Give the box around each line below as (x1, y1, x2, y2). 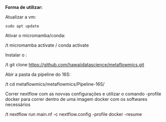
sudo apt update (5, 24, 39, 29)
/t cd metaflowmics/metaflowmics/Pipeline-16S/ (5, 81, 105, 87)
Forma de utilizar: (5, 5, 43, 10)
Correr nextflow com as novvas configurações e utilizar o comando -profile (5, 91, 161, 97)
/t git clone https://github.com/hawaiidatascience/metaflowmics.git (5, 62, 144, 67)
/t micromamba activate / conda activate (5, 42, 89, 48)
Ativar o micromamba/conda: (5, 33, 65, 38)
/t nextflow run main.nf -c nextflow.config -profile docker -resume (5, 111, 142, 117)
